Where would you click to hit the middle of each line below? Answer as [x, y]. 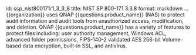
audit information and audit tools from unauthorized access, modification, [95, 21]
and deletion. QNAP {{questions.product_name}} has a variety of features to [98, 27]
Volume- [173, 39]
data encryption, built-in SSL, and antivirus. [75, 46]
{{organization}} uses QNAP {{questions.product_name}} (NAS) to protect [95, 15]
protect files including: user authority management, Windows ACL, [87, 33]
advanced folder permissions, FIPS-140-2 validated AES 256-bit [84, 39]
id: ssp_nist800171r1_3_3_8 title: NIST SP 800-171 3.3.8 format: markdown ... [97, 8]
